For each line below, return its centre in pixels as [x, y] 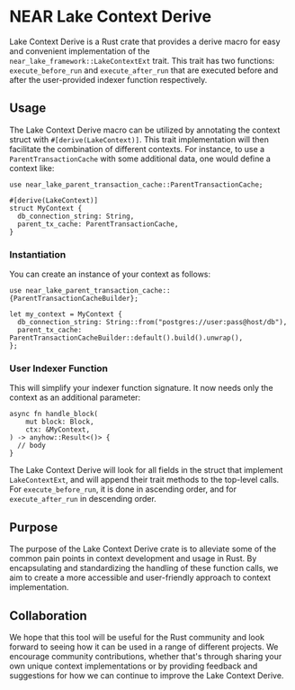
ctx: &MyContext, [58, 430]
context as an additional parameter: [75, 397]
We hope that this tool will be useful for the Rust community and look [137, 637]
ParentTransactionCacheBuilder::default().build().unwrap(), [126, 338]
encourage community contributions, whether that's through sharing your [146, 656]
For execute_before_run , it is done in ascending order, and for [123, 489]
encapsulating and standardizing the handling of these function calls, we [144, 568]
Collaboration [48, 616]
